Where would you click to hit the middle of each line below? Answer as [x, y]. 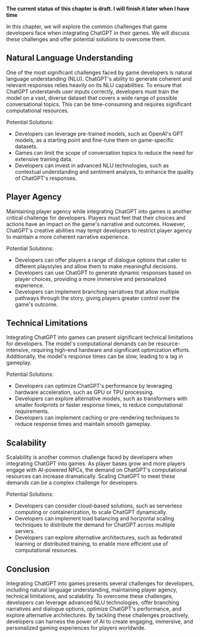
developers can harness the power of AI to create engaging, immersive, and [100, 621]
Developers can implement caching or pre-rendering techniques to [97, 418]
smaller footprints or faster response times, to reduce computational [99, 405]
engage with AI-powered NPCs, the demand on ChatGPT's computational [96, 470]
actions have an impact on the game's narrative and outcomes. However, [96, 224]
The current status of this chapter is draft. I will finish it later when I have [98, 9]
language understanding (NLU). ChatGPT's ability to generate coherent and [99, 79]
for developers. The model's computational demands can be [81, 344]
